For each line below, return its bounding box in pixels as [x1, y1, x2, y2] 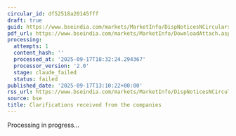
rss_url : [7, 88, 33, 95]
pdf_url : [7, 29, 33, 37]
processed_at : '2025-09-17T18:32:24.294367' [13, 56, 146, 63]
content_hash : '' [13, 50, 65, 57]
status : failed [13, 75, 58, 83]
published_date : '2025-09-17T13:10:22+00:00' [7, 82, 143, 89]
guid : [7, 23, 23, 30]
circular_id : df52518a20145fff [7, 10, 99, 18]
